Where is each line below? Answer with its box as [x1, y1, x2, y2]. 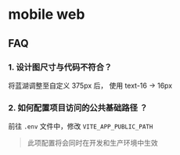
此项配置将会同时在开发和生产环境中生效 [27, 139, 158, 148]
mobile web [8, 5, 85, 23]
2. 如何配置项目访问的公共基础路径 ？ [8, 102, 148, 113]
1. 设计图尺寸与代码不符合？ [8, 61, 113, 72]
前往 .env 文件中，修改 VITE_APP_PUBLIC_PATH [8, 121, 153, 131]
